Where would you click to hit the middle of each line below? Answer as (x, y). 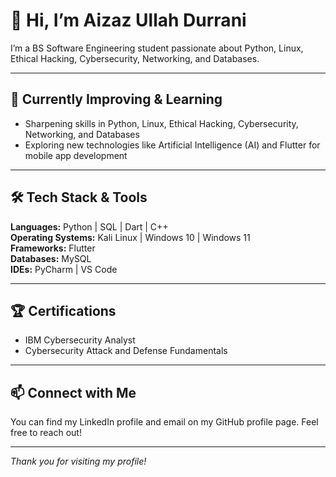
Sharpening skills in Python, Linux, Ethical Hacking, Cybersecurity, (161, 123)
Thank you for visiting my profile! (78, 461)
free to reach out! (46, 433)
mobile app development (76, 155)
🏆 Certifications (63, 310)
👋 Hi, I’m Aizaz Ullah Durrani (128, 20)
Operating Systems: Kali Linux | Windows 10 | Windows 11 (130, 237)
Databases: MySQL (51, 258)
